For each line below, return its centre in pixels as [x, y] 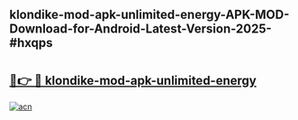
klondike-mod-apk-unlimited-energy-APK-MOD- [149, 15]
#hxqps [31, 43]
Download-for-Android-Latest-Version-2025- [140, 29]
